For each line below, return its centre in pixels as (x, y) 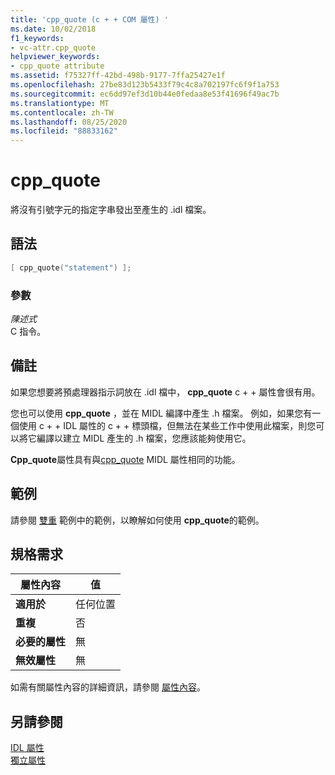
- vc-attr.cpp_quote (53, 47)
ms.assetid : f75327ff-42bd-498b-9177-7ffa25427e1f (118, 76)
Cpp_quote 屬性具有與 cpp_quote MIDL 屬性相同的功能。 (125, 459)
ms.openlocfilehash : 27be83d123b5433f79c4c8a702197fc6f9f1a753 (145, 85)
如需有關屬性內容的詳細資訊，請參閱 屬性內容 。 (108, 687)
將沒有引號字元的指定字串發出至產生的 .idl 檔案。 (111, 210)
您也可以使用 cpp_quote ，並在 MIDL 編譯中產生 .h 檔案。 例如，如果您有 (161, 413)
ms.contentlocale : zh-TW (62, 112)
